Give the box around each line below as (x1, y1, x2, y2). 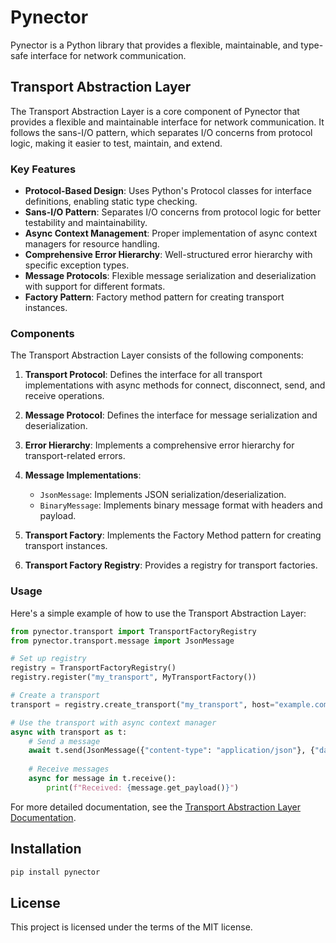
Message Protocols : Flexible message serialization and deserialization (24, 270, 317, 282)
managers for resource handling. (24, 238, 160, 250)
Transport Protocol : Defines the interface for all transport (24, 369, 263, 381)
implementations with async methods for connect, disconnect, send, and (24, 379, 326, 391)
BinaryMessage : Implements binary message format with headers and (39, 499, 323, 511)
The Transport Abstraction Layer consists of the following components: (10, 349, 304, 361)
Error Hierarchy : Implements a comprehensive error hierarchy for (24, 439, 295, 451)
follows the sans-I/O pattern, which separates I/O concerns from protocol (10, 126, 313, 138)
